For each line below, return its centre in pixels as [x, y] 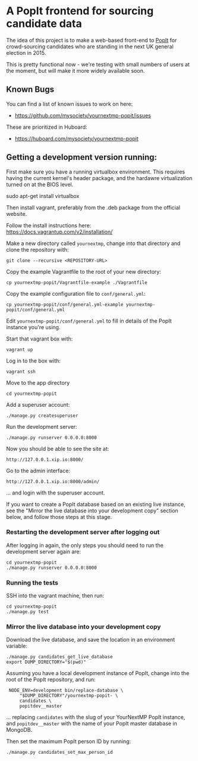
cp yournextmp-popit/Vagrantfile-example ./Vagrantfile [77, 282]
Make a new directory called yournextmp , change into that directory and [93, 243]
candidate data [44, 24]
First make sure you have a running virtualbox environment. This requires [96, 172]
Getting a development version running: [82, 157]
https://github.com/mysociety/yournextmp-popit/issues [83, 115]
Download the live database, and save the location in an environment [91, 640]
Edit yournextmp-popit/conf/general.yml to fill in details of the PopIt [89, 321]
